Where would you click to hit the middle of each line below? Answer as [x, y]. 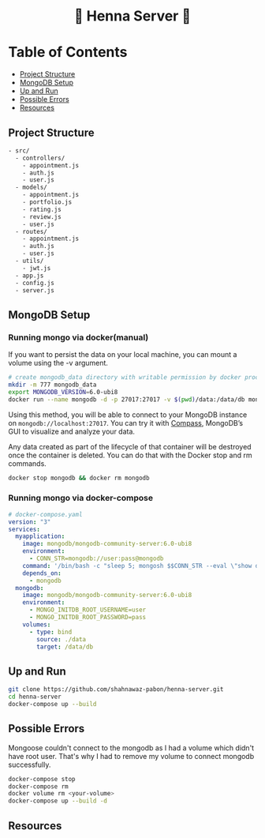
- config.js [35, 283]
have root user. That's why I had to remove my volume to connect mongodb [131, 756]
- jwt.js [37, 268]
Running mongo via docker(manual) [78, 337]
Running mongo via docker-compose [81, 498]
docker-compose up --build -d [58, 801]
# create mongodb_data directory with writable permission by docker [125, 378]
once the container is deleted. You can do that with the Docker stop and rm [130, 455]
